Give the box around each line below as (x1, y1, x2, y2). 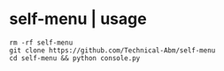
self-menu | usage (9, 9, 148, 29)
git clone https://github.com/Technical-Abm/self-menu (9, 45, 216, 55)
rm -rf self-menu (9, 38, 73, 47)
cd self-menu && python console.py (9, 53, 141, 62)
